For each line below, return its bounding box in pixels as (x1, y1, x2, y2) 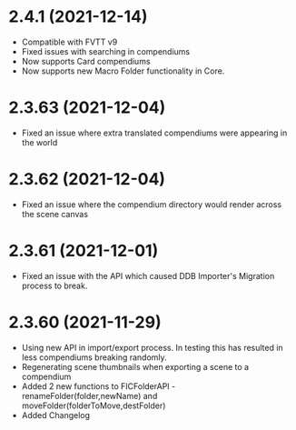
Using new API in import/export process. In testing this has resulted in (21, 342, 283, 353)
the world (21, 136, 58, 147)
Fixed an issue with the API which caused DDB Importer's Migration (21, 270, 275, 281)
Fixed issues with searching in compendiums (21, 45, 191, 56)
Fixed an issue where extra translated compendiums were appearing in (21, 127, 288, 138)
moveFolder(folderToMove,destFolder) (21, 400, 166, 411)
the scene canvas (21, 208, 88, 219)
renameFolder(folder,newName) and (21, 390, 158, 401)
